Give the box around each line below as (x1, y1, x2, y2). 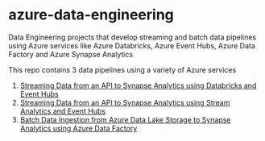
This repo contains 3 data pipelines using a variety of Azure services (8, 64, 237, 74)
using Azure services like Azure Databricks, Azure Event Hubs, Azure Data (8, 40, 256, 50)
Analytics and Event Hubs (19, 106, 106, 116)
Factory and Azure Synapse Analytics (8, 49, 134, 59)
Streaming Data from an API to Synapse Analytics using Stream (19, 97, 230, 107)
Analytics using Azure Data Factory (19, 123, 138, 133)
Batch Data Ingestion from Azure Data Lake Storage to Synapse (19, 114, 231, 124)
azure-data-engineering (8, 6, 175, 24)
